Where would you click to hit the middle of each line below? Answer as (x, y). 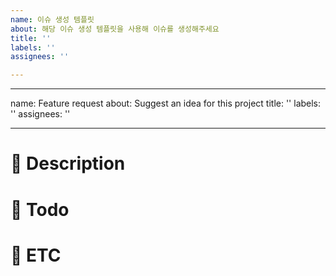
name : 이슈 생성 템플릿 (52, 19)
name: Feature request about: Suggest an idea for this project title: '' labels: (166, 103)
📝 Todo (40, 209)
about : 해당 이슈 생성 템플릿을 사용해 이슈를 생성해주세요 (115, 29)
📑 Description (68, 163)
